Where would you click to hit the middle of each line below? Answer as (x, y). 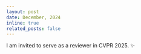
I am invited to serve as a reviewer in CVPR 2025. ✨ (70, 46)
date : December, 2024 (34, 17)
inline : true (23, 23)
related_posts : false (34, 28)
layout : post (23, 12)
